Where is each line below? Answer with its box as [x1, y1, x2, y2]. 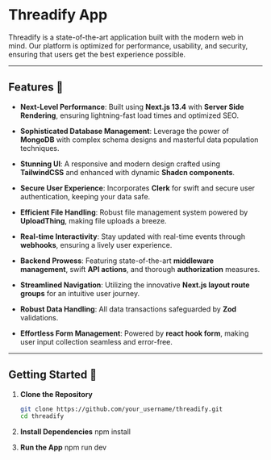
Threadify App [8, 6, 108, 24]
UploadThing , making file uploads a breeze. [19, 215, 167, 225]
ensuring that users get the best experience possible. [8, 49, 186, 59]
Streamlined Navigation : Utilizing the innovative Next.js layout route [19, 280, 250, 290]
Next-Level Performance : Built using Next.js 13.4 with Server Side [19, 102, 244, 111]
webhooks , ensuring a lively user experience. [19, 240, 173, 249]
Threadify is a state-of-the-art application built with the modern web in [8, 32, 244, 42]
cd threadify [19, 412, 65, 420]
